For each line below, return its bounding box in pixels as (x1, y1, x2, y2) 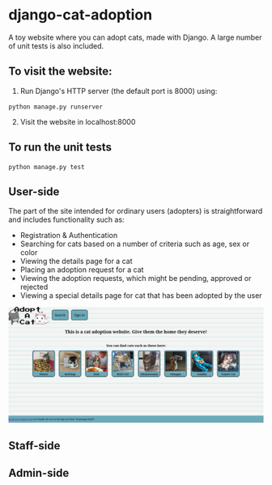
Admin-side (8, 466, 70, 480)
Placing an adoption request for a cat (19, 265, 144, 274)
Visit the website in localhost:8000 (19, 117, 136, 126)
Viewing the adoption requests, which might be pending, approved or (19, 274, 252, 283)
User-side (8, 185, 60, 198)
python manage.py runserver (8, 103, 104, 111)
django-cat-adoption (8, 6, 152, 24)
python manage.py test (8, 163, 85, 171)
